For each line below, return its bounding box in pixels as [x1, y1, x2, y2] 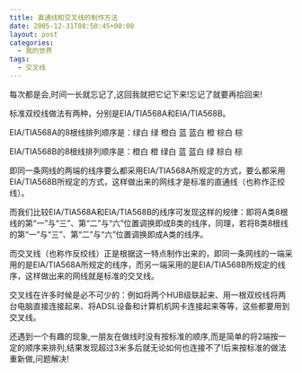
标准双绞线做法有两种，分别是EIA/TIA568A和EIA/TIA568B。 [9, 108, 231, 118]
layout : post [9, 30, 58, 39]
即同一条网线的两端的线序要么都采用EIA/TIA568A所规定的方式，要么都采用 [9, 165, 286, 176]
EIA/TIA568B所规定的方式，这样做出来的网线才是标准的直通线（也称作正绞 [9, 176, 286, 186]
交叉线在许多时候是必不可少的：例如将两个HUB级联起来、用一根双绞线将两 [9, 289, 286, 300]
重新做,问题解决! [9, 353, 70, 364]
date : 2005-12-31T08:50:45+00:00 [9, 22, 135, 30]
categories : [9, 38, 54, 48]
